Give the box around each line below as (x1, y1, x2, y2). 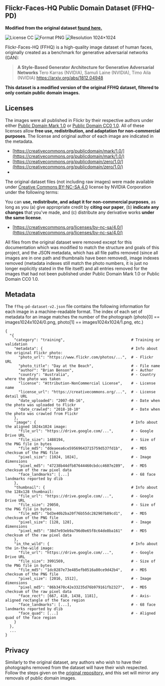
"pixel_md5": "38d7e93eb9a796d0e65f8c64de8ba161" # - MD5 (18, 528, 147, 534)
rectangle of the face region (23, 598, 85, 603)
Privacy (5, 646, 30, 654)
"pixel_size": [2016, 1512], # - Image (18, 576, 152, 581)
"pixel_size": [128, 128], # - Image (18, 520, 152, 525)
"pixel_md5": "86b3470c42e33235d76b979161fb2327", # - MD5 (18, 585, 147, 590)
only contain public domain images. (5, 89, 80, 96)
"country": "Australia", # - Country (18, 372, 156, 377)
